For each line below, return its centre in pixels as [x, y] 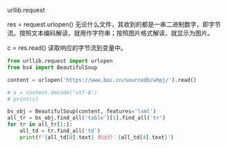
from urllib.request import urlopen [60, 61]
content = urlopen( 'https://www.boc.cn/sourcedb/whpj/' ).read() [102, 80]
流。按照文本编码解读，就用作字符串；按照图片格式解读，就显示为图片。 [110, 33]
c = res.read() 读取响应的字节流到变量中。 [67, 48]
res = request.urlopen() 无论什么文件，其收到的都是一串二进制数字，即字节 [114, 24]
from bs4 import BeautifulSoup [52, 67]
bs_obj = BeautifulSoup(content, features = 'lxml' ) [82, 112]
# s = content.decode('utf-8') [52, 92]
